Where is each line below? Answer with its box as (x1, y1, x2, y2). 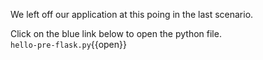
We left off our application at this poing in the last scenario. (10, 9, 254, 20)
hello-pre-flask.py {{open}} (10, 39, 127, 50)
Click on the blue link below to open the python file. (10, 28, 222, 39)
